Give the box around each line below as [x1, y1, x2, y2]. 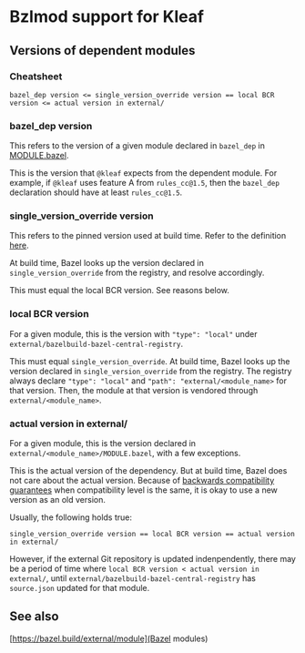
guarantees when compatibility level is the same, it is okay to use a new [9, 485, 278, 495]
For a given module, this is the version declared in [9, 438, 197, 449]
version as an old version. [9, 495, 107, 505]
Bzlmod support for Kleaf [9, 6, 205, 27]
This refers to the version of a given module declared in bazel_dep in [9, 140, 266, 151]
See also [9, 608, 59, 625]
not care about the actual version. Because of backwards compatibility [9, 475, 275, 486]
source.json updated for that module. [9, 583, 150, 594]
